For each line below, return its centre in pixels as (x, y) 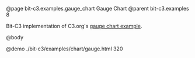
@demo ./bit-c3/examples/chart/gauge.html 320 (65, 49)
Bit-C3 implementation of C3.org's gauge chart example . (74, 26)
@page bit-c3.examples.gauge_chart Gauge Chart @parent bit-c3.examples (97, 8)
